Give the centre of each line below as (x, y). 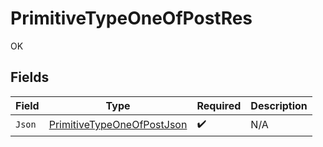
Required (219, 105)
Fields (30, 77)
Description (279, 105)
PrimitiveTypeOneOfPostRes (131, 18)
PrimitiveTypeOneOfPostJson (118, 125)
